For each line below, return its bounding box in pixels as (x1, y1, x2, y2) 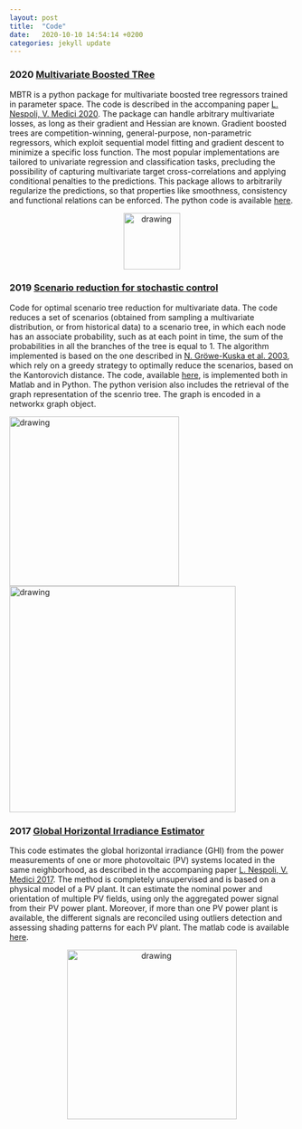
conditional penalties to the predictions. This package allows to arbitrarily (9, 176, 283, 186)
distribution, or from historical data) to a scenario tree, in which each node (9, 321, 287, 332)
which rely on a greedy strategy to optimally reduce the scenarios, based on (9, 359, 294, 371)
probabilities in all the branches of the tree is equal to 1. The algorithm (9, 340, 269, 351)
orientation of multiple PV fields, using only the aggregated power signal (9, 893, 278, 905)
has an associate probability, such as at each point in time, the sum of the (9, 331, 284, 342)
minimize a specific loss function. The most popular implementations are (9, 147, 280, 157)
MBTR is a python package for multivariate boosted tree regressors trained (9, 89, 288, 100)
